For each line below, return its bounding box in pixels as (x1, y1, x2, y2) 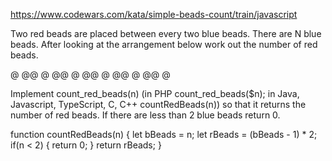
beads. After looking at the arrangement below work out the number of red (10, 39, 318, 50)
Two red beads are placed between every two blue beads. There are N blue (10, 28, 322, 39)
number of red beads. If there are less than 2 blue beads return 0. (10, 109, 281, 121)
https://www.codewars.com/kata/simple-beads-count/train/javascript (10, 9, 298, 20)
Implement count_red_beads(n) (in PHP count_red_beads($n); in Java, (10, 88, 300, 99)
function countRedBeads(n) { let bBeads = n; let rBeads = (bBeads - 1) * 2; (10, 129, 318, 140)
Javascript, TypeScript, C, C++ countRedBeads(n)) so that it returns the (10, 99, 307, 110)
